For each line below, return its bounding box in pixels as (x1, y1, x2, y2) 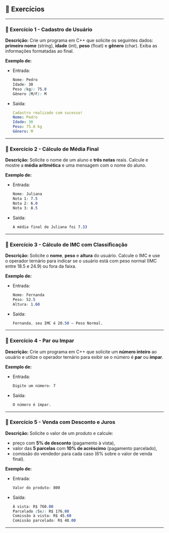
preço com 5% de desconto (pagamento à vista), (12, 440, 115, 446)
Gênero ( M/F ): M (12, 91, 47, 96)
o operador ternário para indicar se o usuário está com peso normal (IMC (5, 258, 157, 264)
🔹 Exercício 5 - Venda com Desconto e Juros (5, 419, 116, 426)
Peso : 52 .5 (12, 297, 36, 302)
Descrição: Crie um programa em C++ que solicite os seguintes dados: (5, 37, 153, 43)
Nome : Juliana (12, 192, 42, 197)
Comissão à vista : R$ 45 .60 (12, 513, 71, 518)
